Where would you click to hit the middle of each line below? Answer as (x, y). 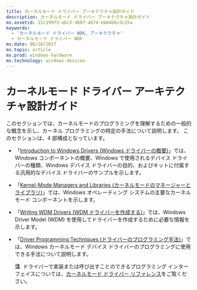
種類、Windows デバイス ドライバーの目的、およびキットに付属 (107, 166)
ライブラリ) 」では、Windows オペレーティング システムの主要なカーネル (103, 193)
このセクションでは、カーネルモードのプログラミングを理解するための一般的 (99, 123)
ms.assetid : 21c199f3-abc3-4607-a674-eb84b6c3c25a (69, 22)
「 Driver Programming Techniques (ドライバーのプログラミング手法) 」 (100, 240)
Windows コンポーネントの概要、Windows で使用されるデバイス (93, 158)
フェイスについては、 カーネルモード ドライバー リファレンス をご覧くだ (101, 274)
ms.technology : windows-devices (46, 60)
